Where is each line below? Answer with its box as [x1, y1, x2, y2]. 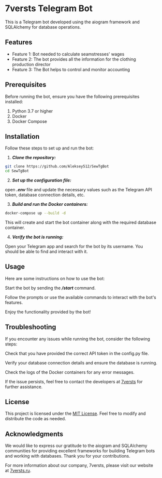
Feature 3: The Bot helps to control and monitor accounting [12, 66, 130, 72]
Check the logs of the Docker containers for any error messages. [5, 369, 134, 375]
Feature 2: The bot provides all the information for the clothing [12, 56, 136, 62]
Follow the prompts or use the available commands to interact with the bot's [5, 294, 156, 300]
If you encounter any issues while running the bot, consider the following [5, 336, 150, 342]
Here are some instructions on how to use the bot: [5, 275, 105, 281]
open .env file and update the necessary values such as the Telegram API [5, 187, 152, 193]
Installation [5, 132, 40, 141]
